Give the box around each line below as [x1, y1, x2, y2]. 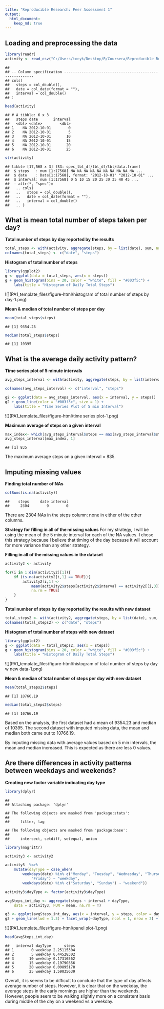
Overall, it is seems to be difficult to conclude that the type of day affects [5, 978, 152, 984]
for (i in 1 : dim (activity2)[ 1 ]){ [5, 570, 71, 575]
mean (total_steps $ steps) [5, 315, 56, 320]
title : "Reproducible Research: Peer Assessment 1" [5, 7, 112, 12]
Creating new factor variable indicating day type [5, 779, 105, 785]
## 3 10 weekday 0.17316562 [5, 956, 76, 961]
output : [5, 12, 21, 17]
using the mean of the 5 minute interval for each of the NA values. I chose [5, 532, 154, 538]
